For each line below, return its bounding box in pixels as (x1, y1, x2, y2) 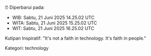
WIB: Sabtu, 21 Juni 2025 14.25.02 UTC (12, 15, 95, 20)
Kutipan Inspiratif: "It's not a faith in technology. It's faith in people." (5, 35, 146, 41)
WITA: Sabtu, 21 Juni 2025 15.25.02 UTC (12, 20, 97, 26)
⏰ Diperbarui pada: (5, 5, 45, 10)
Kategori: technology (5, 45, 49, 51)
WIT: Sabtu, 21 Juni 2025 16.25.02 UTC (12, 25, 95, 31)
